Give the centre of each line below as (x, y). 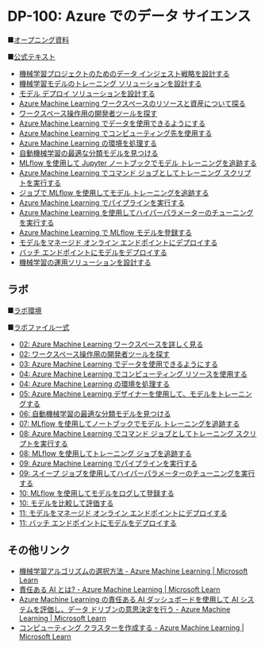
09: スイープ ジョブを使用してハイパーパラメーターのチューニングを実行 (137, 473)
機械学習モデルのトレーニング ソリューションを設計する (110, 83)
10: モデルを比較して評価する (66, 503)
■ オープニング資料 (38, 40)
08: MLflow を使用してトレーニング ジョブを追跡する (105, 453)
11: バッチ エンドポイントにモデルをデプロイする (98, 523)
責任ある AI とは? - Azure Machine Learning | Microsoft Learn (119, 589)
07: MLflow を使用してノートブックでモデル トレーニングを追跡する (129, 423)
